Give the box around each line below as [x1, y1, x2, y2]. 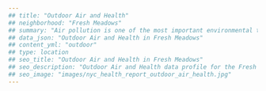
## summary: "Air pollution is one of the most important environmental [8, 26, 253, 34]
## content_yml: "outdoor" [8, 41, 97, 49]
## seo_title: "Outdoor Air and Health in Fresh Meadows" [8, 56, 203, 64]
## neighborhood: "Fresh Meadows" [8, 19, 123, 27]
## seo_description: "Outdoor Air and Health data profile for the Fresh [8, 63, 257, 71]
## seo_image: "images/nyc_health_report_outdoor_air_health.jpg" [8, 70, 232, 78]
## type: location [8, 48, 69, 56]
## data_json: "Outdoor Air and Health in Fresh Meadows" [8, 33, 203, 42]
